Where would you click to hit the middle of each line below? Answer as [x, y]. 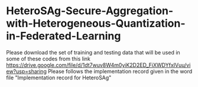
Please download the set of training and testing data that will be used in [93, 52]
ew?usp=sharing [27, 71]
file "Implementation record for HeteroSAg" [59, 78]
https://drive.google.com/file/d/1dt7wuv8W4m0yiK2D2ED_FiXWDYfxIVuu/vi [98, 65]
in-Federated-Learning [64, 36]
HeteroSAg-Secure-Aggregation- [90, 11]
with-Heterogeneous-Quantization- [96, 23]
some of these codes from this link [48, 59]
